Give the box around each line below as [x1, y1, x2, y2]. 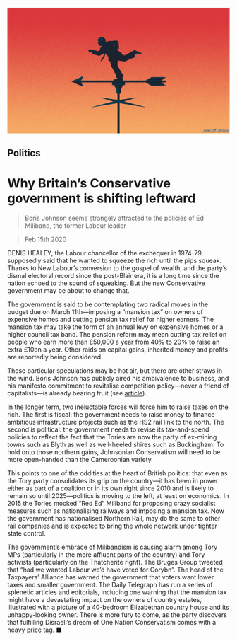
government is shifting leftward [7, 190, 196, 207]
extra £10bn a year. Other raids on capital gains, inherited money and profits [7, 345, 229, 354]
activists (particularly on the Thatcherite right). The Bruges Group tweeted [7, 558, 224, 566]
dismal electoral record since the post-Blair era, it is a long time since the [7, 271, 219, 279]
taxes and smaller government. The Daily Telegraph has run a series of [7, 580, 213, 589]
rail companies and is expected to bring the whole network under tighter [7, 521, 217, 530]
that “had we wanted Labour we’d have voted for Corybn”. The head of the [7, 565, 224, 574]
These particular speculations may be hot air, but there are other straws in [7, 366, 223, 375]
